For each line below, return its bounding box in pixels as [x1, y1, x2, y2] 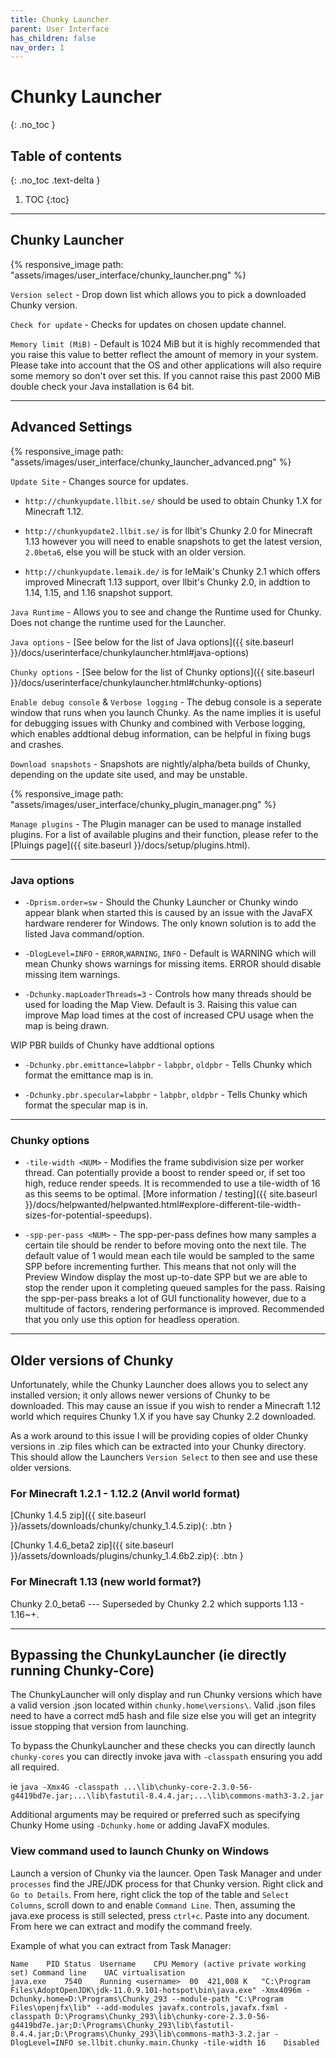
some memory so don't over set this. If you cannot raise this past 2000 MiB [10, 369, 321, 381]
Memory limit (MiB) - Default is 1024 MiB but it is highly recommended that [10, 337, 321, 350]
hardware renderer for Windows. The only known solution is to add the [24, 917, 317, 929]
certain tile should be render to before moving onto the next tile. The [24, 1239, 307, 1251]
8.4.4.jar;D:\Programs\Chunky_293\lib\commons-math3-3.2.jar [10, 2029, 271, 2039]
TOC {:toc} [24, 194, 70, 205]
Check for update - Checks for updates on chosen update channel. [10, 318, 287, 330]
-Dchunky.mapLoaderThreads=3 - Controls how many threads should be [24, 987, 312, 1000]
